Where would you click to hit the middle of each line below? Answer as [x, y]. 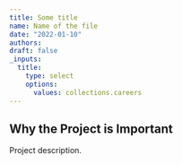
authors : [26, 43]
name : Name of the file [54, 26]
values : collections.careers [87, 92]
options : [42, 84]
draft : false [34, 51]
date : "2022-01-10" [46, 34]
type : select [50, 76]
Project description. [46, 151]
